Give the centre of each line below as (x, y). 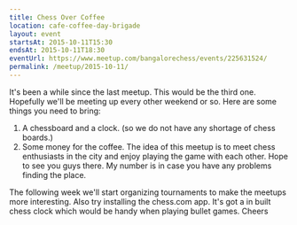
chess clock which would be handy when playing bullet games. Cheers (139, 211)
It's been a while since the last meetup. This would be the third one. (133, 92)
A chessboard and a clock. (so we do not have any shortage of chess (149, 128)
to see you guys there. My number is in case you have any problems (147, 166)
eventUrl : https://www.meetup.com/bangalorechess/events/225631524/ (138, 58)
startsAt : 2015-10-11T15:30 (61, 42)
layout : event (35, 34)
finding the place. (54, 175)
